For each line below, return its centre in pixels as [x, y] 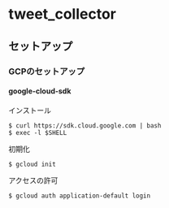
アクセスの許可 [33, 180]
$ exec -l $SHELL [38, 132]
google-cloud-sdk [40, 91]
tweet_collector [62, 14]
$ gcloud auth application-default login [80, 196]
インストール [30, 110]
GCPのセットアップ [47, 71]
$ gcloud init [32, 164]
